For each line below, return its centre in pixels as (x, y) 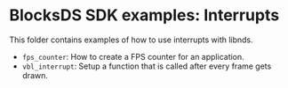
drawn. (35, 75)
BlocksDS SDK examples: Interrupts (144, 15)
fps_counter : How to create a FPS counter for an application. (133, 56)
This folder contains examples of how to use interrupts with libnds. (131, 40)
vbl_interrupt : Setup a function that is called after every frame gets (147, 66)
